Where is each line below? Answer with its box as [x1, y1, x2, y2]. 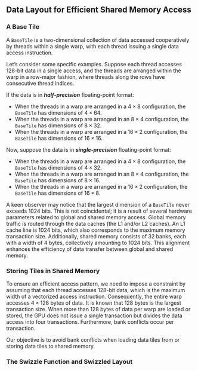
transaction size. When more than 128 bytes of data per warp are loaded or [6, 305, 191, 312]
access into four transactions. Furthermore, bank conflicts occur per [6, 318, 174, 325]
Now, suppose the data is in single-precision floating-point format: [6, 146, 171, 153]
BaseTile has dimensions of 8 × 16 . [14, 176, 101, 184]
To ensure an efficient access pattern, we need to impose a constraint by [6, 280, 186, 287]
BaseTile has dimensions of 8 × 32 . [14, 122, 102, 129]
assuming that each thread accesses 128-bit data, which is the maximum [6, 286, 185, 293]
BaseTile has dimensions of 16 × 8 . [14, 189, 101, 197]
